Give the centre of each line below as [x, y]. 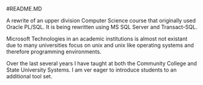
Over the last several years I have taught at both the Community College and [101, 63]
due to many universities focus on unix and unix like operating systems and [100, 45]
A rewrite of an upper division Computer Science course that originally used [101, 20]
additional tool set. [29, 76]
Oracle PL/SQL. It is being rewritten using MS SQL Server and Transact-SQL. [102, 27]
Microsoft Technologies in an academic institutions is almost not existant [97, 39]
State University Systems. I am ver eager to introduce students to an [92, 70]
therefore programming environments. [54, 52]
